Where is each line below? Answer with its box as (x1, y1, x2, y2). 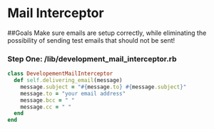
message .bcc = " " (20, 96, 75, 104)
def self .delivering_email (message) (14, 77, 123, 84)
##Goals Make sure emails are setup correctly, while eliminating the (7, 29, 207, 37)
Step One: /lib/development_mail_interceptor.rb (7, 53, 177, 63)
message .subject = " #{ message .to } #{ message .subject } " (20, 83, 187, 91)
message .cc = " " (20, 103, 72, 110)
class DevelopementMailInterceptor (7, 70, 113, 78)
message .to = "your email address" (20, 90, 126, 97)
